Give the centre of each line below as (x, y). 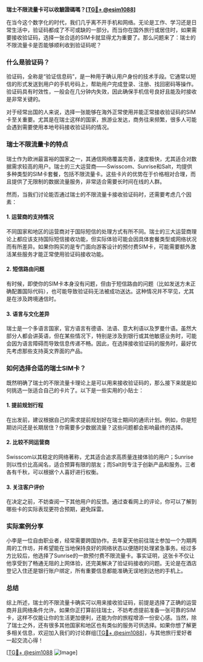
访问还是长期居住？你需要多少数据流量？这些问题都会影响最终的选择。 (98, 427)
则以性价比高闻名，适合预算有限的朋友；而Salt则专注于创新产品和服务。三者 (101, 464)
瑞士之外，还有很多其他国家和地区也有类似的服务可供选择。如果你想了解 (101, 625)
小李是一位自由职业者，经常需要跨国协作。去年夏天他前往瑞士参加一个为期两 (101, 540)
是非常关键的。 (25, 99)
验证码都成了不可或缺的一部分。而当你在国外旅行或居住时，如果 (112, 30)
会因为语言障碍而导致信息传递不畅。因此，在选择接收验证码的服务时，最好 (99, 344)
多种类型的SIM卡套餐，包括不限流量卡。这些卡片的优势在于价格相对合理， (98, 174)
